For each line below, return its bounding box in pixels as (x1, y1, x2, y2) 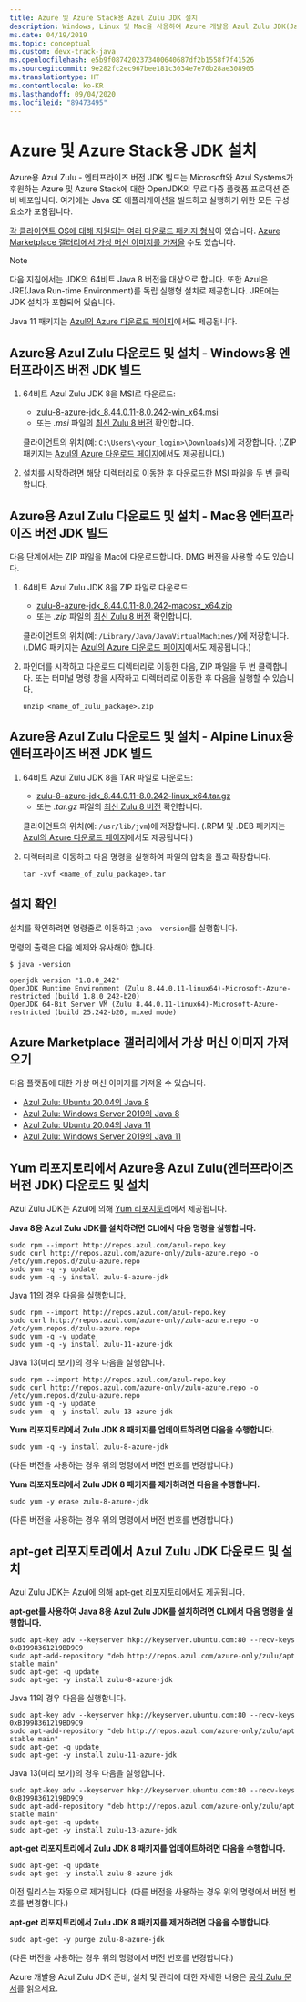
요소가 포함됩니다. (9, 206, 74, 217)
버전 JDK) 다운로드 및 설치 (9, 1177, 149, 1193)
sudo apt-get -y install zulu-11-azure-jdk (9, 1750, 178, 1760)
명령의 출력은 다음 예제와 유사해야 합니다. (9, 941, 156, 952)
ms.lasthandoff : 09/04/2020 (9, 89, 117, 98)
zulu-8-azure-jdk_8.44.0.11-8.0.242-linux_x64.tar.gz (36, 790, 231, 801)
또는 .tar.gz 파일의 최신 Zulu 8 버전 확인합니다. (36, 801, 203, 812)
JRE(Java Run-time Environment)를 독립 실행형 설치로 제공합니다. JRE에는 (9, 285, 280, 296)
